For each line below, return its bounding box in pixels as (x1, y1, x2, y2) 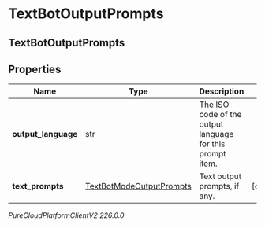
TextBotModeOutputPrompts (85, 181, 192, 192)
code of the (199, 109, 242, 120)
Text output (199, 171, 242, 182)
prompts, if (199, 181, 240, 192)
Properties (8, 62, 62, 75)
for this (199, 138, 226, 149)
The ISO (199, 99, 230, 110)
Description (199, 86, 244, 97)
